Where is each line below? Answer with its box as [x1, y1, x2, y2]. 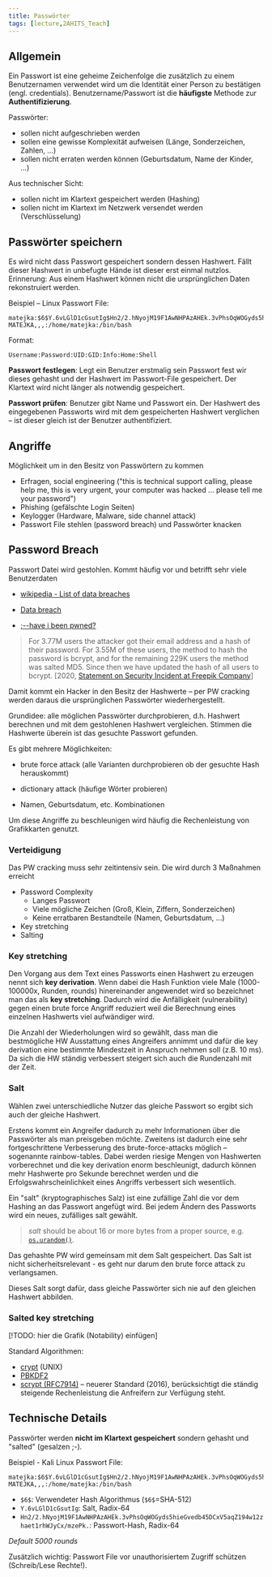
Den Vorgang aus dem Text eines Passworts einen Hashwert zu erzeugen [8, 969, 254, 979]
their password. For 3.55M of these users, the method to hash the [28, 645, 248, 655]
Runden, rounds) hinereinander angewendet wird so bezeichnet [41, 986, 254, 996]
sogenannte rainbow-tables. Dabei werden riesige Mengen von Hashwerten [8, 1151, 261, 1161]
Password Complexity [19, 887, 93, 897]
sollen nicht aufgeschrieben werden [19, 128, 140, 138]
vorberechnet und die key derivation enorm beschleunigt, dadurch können [8, 1160, 257, 1169]
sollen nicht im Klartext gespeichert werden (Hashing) [19, 194, 201, 204]
